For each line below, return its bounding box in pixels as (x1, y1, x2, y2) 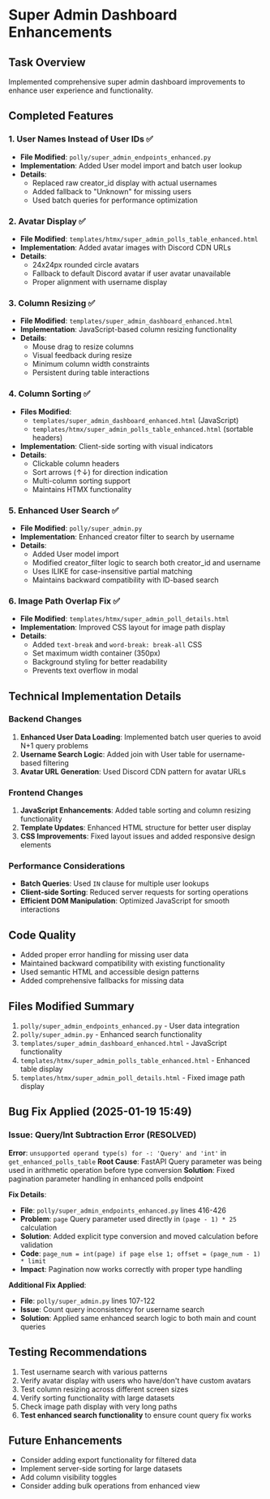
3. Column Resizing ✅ (8, 297, 96, 308)
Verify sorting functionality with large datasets (19, 1392, 175, 1402)
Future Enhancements (8, 1433, 123, 1447)
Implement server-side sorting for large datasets (19, 1464, 182, 1474)
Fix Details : (8, 1189, 47, 1199)
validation (19, 1240, 54, 1249)
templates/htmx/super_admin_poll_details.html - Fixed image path (19, 1073, 246, 1083)
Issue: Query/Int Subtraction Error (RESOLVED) (8, 1129, 197, 1140)
